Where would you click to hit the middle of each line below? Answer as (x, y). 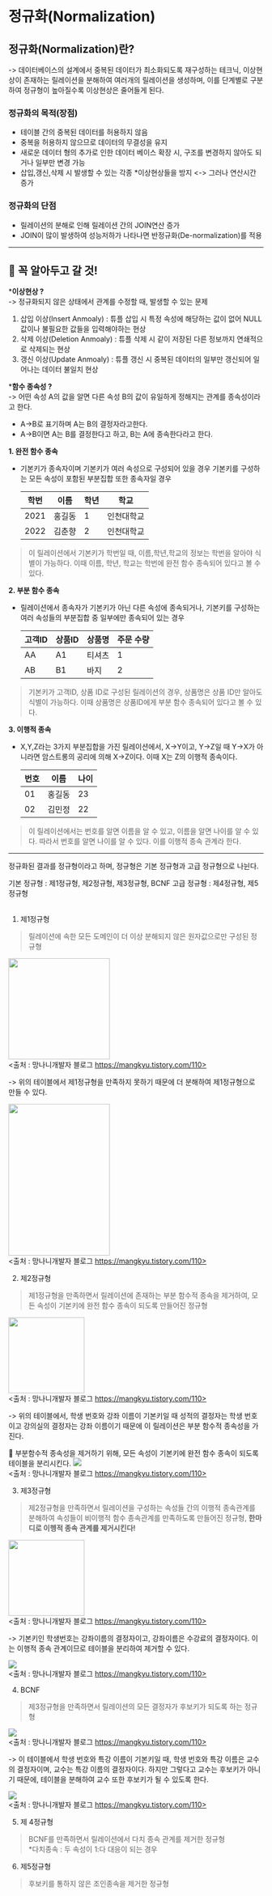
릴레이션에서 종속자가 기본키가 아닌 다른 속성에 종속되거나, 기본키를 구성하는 (140, 608)
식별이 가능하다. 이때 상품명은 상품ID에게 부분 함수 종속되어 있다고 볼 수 (140, 702)
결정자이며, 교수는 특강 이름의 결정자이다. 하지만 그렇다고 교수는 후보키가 (131, 1770)
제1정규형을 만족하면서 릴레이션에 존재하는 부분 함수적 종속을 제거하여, (139, 1296)
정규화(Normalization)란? (72, 49)
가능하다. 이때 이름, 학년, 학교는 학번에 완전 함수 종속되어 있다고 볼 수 (152, 563)
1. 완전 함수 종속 (33, 452)
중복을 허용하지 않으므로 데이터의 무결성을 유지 (93, 142)
